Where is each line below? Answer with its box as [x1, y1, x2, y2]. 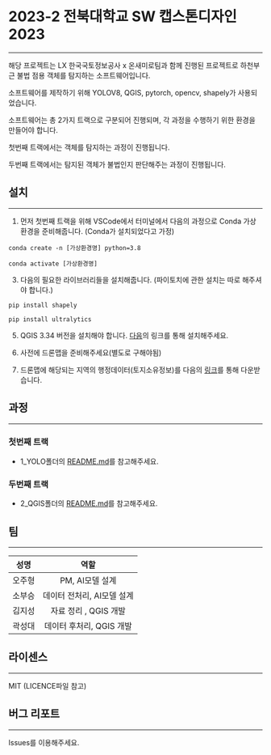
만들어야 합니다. [8, 125, 59, 134]
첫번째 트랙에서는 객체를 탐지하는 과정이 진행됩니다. [8, 142, 170, 152]
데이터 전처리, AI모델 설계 [43, 590, 134, 601]
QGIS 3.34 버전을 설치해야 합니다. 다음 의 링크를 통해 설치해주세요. [19, 330, 229, 340]
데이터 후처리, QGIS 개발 [44, 620, 132, 631]
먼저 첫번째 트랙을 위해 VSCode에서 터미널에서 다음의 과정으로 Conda [19, 216, 242, 226]
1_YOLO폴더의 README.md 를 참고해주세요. [19, 456, 159, 466]
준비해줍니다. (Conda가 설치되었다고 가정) [41, 226, 175, 235]
